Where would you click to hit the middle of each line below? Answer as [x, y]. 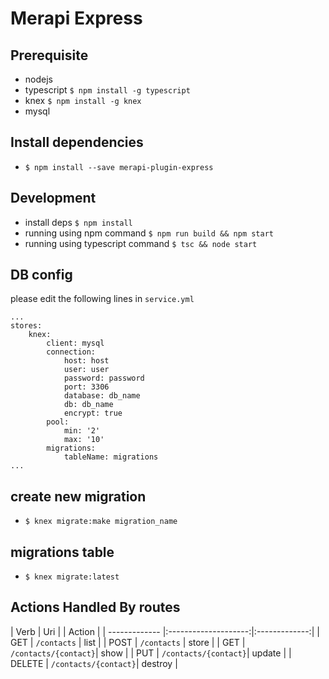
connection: [71, 352]
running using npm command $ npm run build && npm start [149, 233]
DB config [41, 275]
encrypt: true [93, 413]
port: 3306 [86, 387]
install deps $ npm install [78, 222]
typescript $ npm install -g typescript [107, 90]
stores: [26, 326]
